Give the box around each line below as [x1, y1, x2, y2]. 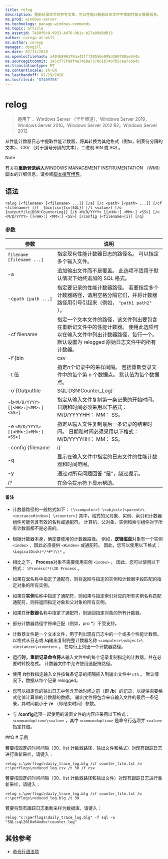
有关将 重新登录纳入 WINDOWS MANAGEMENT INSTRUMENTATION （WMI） [5, 165, 162, 171]
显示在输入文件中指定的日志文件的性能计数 [57, 453, 157, 460]
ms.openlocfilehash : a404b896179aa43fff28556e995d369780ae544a [5, 54, 140, 59]
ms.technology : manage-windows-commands [5, 21, 91, 27]
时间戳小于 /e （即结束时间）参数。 [25, 701, 98, 706]
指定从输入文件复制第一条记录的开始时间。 [57, 396, 157, 403]
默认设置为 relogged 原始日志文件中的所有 [57, 339, 156, 346]
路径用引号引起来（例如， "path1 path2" [57, 299, 152, 306]
